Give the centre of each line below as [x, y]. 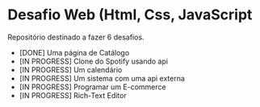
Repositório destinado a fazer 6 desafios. [76, 37]
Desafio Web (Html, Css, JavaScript [130, 15]
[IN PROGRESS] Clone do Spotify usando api [94, 61]
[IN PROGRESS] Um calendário [71, 69]
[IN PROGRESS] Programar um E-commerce [92, 87]
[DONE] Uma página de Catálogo [74, 52]
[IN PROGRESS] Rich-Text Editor [73, 95]
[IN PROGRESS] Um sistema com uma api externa [102, 78]
